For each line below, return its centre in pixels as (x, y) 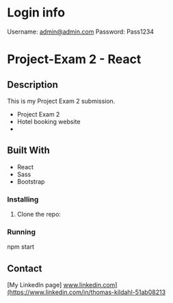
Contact (25, 268)
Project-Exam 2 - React (74, 59)
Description (32, 85)
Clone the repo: (39, 215)
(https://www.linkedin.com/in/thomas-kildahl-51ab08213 (86, 292)
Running (22, 232)
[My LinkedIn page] (35, 285)
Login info (36, 13)
